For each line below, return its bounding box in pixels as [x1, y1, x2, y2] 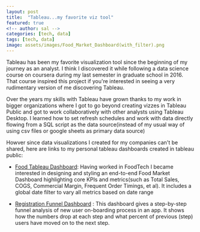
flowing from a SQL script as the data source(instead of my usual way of [6, 121, 185, 128]
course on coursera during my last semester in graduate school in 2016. [6, 71, 184, 78]
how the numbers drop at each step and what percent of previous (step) [14, 213, 193, 220]
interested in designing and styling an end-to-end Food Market [14, 169, 171, 176]
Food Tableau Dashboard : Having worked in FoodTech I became [14, 163, 174, 170]
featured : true [6, 20, 44, 26]
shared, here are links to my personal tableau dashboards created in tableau [6, 145, 195, 152]
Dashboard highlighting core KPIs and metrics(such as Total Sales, [14, 176, 180, 183]
